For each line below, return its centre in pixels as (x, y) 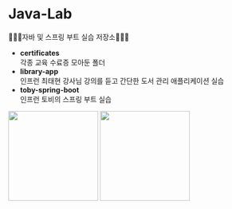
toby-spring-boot (49, 89)
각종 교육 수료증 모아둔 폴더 (63, 62)
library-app (39, 71)
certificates (39, 53)
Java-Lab (40, 14)
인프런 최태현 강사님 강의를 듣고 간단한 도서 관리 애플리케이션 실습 (122, 81)
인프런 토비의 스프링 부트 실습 (65, 99)
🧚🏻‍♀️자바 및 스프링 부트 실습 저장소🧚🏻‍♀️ (69, 37)
